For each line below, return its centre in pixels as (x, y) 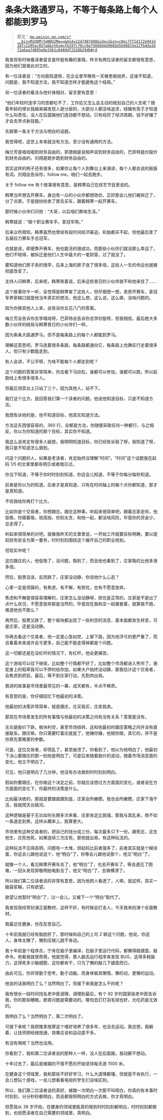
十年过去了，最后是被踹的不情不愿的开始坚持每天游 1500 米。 (66, 1063)
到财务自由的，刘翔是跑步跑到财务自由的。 (47, 158)
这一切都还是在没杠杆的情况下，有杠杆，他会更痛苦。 (58, 653)
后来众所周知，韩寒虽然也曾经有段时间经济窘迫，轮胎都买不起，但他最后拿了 (81, 232)
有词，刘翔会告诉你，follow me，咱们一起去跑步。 (55, 174)
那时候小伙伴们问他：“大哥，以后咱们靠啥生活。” (52, 211)
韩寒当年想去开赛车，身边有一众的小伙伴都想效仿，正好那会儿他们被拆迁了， (81, 195)
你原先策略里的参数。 (26, 739)
